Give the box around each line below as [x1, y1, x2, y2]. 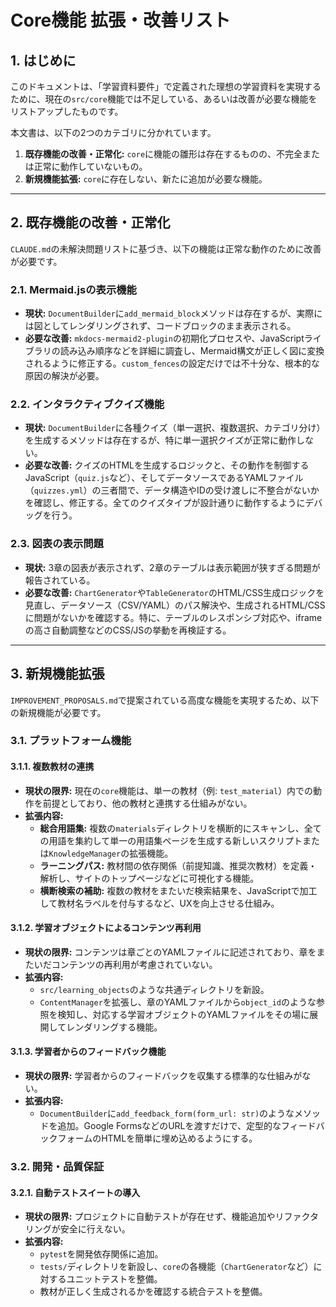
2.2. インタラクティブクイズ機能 [10, 397, 165, 411]
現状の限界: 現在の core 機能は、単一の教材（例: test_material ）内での [24, 784, 314, 796]
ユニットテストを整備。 [66, 1273, 163, 1285]
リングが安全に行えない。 [24, 1223, 131, 1235]
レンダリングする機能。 [66, 1021, 163, 1033]
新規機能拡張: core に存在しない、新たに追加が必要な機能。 [24, 173, 268, 185]
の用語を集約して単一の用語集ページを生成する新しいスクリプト [39, 834, 303, 846]
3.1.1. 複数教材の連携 [10, 761, 95, 773]
